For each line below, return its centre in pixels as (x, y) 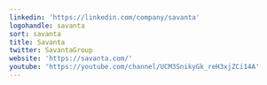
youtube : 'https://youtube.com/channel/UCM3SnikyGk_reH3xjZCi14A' (134, 67)
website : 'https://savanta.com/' (71, 58)
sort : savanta (35, 34)
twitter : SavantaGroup (51, 50)
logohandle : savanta (47, 26)
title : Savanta (37, 42)
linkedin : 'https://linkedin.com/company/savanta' (105, 17)
